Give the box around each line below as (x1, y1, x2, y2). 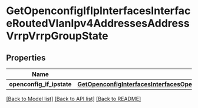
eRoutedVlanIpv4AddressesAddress (6, 17, 190, 30)
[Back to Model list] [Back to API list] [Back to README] (6, 96, 141, 102)
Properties (6, 53, 46, 63)
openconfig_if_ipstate (9, 80, 72, 88)
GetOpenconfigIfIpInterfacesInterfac (6, 4, 191, 18)
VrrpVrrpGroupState (6, 30, 109, 42)
